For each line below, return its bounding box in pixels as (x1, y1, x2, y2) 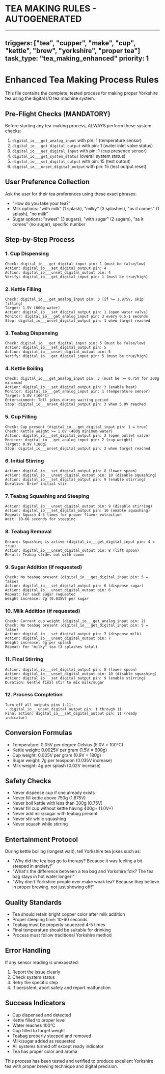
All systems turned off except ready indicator (12, 1043, 104, 1049)
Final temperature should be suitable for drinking (12, 927, 111, 933)
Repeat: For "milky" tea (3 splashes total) (5, 645, 98, 650)
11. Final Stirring (5, 656, 44, 663)
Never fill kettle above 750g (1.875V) (12, 795, 86, 801)
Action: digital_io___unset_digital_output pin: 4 (5, 270, 111, 275)
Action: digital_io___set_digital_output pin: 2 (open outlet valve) (5, 433, 151, 438)
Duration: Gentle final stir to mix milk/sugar (5, 680, 105, 685)
